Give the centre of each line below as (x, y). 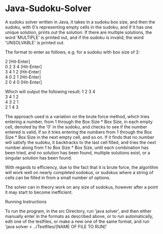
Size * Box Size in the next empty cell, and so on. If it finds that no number (80, 137)
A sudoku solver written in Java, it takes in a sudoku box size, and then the (80, 22)
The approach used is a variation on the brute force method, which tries (77, 116)
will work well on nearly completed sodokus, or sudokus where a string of (79, 172)
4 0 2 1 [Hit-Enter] (23, 77)
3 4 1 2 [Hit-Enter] (23, 72)
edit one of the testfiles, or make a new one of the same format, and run (77, 221)
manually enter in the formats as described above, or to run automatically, (79, 216)
